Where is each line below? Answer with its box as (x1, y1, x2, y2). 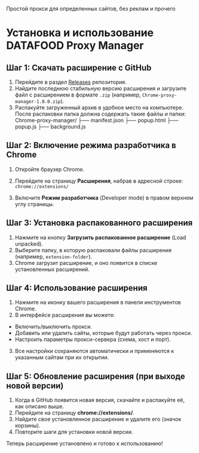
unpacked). (14, 240, 44, 247)
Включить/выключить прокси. (14, 323, 93, 330)
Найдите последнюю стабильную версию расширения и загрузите (14, 85, 187, 92)
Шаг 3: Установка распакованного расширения (6, 218, 193, 228)
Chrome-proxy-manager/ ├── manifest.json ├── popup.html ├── (14, 117, 179, 123)
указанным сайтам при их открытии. (14, 354, 109, 361)
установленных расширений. (14, 265, 90, 273)
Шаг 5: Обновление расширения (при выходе (6, 371, 185, 381)
